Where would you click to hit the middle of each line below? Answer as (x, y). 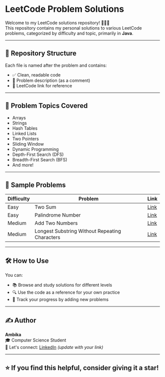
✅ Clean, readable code (36, 75)
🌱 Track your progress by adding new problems (60, 300)
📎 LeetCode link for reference (42, 85)
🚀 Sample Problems (36, 185)
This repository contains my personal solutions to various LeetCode (74, 28)
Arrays (19, 117)
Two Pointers (26, 139)
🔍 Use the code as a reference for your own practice (66, 293)
